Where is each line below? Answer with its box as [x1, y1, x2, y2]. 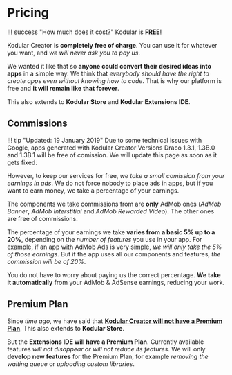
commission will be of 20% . [7, 257, 86, 265]
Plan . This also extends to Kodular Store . [7, 324, 125, 332]
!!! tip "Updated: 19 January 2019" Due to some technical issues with [7, 136, 202, 144]
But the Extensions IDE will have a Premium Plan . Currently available [7, 338, 204, 346]
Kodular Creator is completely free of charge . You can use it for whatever [7, 41, 217, 49]
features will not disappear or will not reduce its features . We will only [7, 345, 206, 353]
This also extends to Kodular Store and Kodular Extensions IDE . [7, 97, 191, 105]
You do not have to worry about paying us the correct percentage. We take [7, 270, 221, 279]
